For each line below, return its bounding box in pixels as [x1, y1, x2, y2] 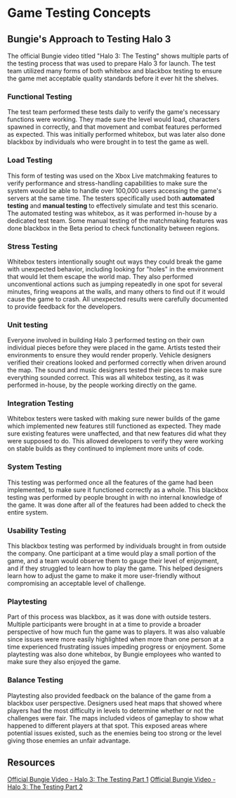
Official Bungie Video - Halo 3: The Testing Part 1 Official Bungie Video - [7, 775, 216, 784]
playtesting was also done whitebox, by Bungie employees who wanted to [7, 650, 221, 658]
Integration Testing [7, 398, 74, 408]
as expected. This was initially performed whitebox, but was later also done [7, 130, 226, 139]
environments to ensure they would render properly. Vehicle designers [7, 351, 211, 360]
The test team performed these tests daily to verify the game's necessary [7, 108, 220, 116]
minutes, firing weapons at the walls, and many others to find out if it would [7, 287, 225, 295]
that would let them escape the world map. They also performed [7, 272, 194, 281]
